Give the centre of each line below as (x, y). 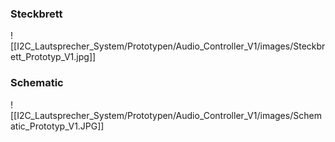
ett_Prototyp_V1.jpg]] (53, 57)
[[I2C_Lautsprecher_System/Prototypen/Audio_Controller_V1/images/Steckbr (168, 46)
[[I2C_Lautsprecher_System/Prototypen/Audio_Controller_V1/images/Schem (166, 115)
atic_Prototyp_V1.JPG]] (57, 126)
